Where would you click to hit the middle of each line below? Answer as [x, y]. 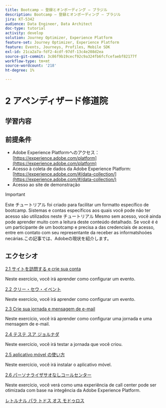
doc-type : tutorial [25, 29]
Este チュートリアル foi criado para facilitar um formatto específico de [77, 205]
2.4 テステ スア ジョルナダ [32, 334]
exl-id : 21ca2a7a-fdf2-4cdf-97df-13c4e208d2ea [54, 52]
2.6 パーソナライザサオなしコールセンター [48, 375]
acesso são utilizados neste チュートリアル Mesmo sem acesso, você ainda [83, 216]
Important [15, 194]
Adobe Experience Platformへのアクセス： [56, 153]
